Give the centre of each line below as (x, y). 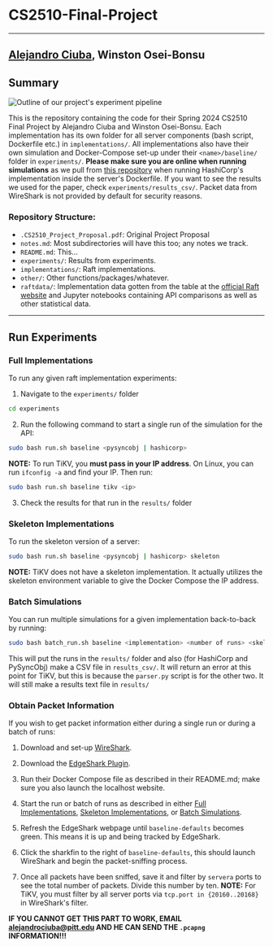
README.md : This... (49, 252)
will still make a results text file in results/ (79, 685)
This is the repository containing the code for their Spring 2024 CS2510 (128, 118)
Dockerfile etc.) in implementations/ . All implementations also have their (129, 144)
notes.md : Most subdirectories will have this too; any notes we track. (134, 243)
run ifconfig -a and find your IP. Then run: (80, 472)
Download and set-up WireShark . (76, 748)
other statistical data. (55, 304)
